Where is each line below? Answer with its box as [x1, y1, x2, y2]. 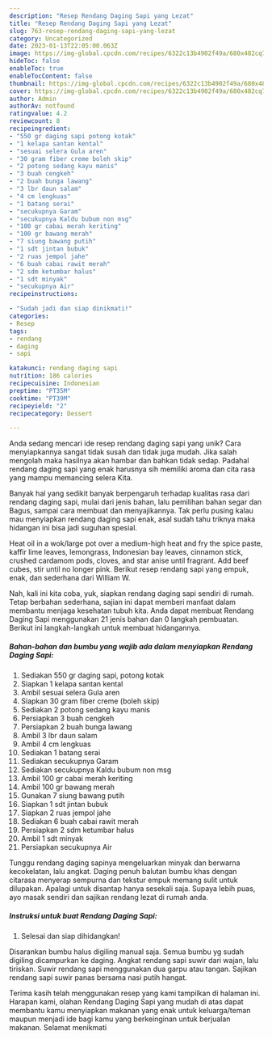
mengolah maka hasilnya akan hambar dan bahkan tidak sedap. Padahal [9, 456, 249, 466]
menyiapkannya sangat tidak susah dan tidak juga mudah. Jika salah [9, 447, 237, 457]
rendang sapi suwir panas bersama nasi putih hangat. [9, 973, 188, 982]
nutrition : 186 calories [9, 372, 93, 380]
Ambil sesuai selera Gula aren [20, 688, 120, 698]
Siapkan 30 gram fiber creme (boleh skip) [20, 696, 160, 706]
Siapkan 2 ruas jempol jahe [20, 808, 111, 817]
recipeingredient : [9, 125, 71, 133]
